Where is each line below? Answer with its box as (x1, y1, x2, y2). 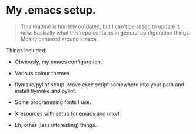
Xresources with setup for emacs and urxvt (14, 110, 120, 117)
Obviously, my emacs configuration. (14, 58, 102, 65)
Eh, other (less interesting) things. (14, 121, 97, 128)
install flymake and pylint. (14, 87, 77, 94)
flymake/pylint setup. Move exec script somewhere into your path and (14, 81, 184, 88)
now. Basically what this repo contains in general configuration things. (20, 29, 191, 36)
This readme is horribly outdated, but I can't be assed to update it (20, 23, 180, 30)
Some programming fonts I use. (14, 98, 91, 106)
